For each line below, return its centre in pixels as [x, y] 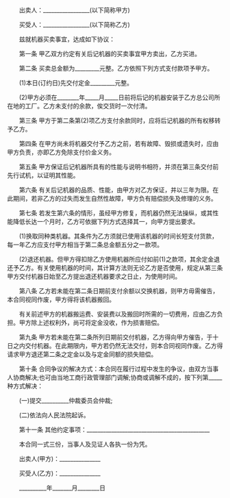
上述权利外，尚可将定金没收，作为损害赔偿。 [100, 323]
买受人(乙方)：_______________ [60, 473]
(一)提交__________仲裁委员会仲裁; [66, 400]
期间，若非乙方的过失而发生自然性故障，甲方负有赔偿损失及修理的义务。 [115, 198]
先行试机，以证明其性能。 [43, 175]
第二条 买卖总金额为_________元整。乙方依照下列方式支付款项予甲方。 [116, 68]
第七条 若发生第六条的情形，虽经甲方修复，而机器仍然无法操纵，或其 [116, 213]
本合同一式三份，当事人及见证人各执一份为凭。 [85, 444]
